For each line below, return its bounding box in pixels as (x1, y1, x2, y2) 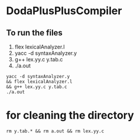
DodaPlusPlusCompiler (6, 4, 122, 18)
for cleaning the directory (6, 109, 134, 122)
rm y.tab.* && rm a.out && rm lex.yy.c (6, 128, 105, 134)
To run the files (6, 28, 63, 38)
